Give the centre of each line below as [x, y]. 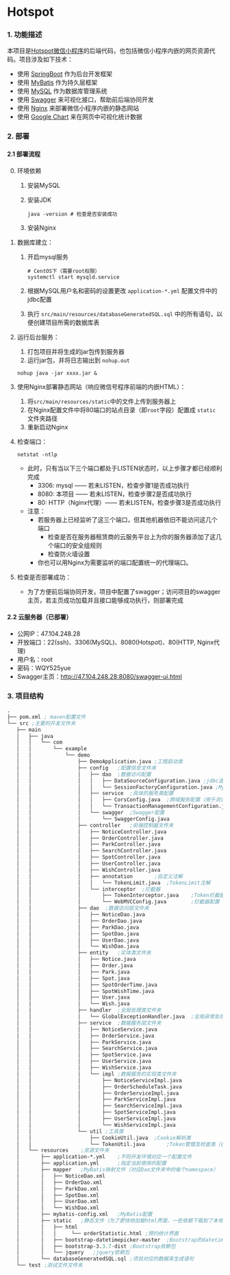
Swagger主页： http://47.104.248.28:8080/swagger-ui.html [100, 676]
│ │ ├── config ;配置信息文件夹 [86, 768]
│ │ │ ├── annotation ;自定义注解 [100, 876]
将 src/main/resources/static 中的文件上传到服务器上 [102, 401]
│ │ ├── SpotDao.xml [57, 1195]
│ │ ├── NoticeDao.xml [61, 1176]
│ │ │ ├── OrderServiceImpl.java [98, 1093]
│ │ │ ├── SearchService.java [87, 1049]
